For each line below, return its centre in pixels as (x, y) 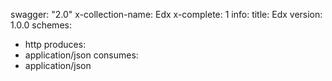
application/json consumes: (81, 55)
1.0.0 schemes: (41, 25)
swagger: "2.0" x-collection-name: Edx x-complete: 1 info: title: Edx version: (166, 14)
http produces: (55, 44)
